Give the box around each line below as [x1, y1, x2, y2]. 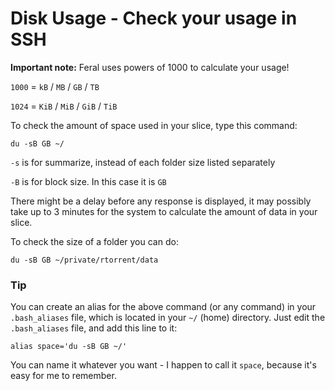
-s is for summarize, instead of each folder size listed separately [10, 156, 276, 168]
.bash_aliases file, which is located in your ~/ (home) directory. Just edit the [10, 312, 326, 324]
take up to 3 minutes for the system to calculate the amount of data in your [10, 205, 318, 217]
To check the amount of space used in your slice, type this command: [10, 119, 298, 131]
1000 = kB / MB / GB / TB [10, 80, 100, 92]
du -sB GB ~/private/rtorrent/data [10, 255, 159, 265]
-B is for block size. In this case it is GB [10, 175, 167, 187]
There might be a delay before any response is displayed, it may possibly [10, 195, 312, 207]
